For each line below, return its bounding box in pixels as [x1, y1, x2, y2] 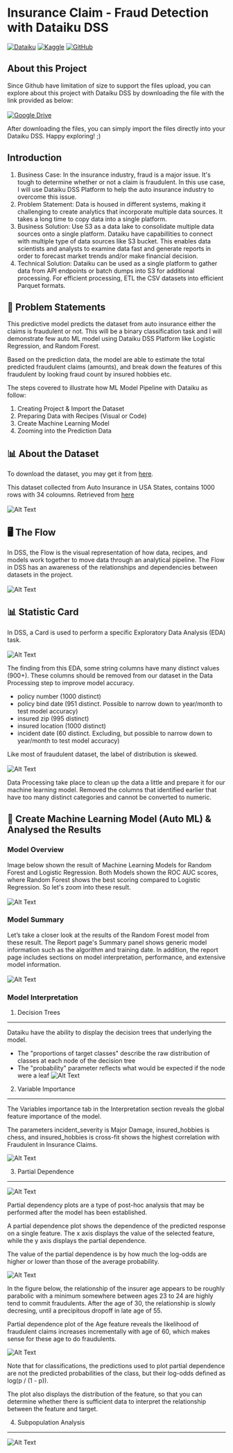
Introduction [7, 152, 62, 164]
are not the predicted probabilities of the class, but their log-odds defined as [7, 1369, 226, 1378]
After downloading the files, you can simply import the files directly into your [7, 124, 225, 133]
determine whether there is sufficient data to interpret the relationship [7, 1397, 207, 1406]
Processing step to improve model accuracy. [7, 678, 135, 687]
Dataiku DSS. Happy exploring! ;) [7, 131, 101, 140]
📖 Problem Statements [7, 301, 106, 313]
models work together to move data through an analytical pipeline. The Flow [7, 556, 225, 564]
